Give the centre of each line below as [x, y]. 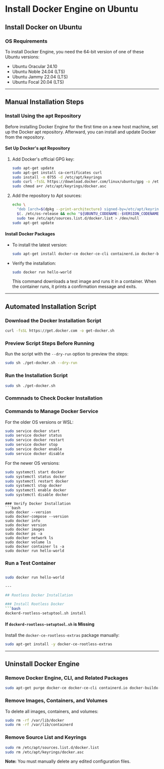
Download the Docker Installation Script [53, 320]
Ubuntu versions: [22, 57]
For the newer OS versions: [32, 463]
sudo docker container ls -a [35, 547]
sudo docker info [23, 521]
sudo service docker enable [34, 449]
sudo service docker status [34, 435]
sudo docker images [25, 529]
